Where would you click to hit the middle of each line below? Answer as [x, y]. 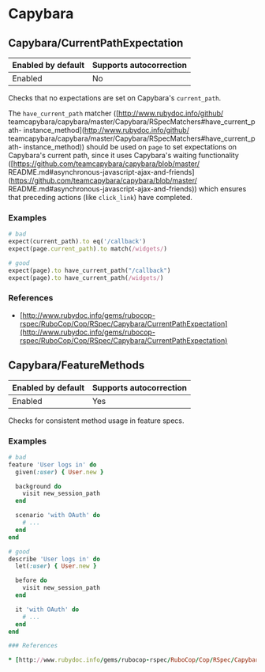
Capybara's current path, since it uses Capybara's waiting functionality [123, 155]
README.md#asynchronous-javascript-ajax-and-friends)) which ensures [127, 189]
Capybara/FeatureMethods [77, 366]
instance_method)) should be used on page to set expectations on [130, 147]
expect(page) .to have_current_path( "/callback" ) [90, 270]
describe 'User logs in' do [54, 559]
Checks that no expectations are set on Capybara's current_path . [115, 98]
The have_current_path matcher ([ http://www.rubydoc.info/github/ [116, 113]
